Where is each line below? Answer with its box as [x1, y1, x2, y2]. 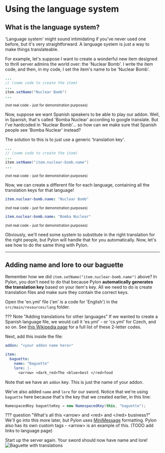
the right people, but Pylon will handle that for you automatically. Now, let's [5, 237, 157, 242]
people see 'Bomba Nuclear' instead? [5, 127, 81, 133]
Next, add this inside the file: [5, 334, 63, 340]
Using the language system [5, 3, 119, 15]
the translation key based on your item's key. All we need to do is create [5, 284, 152, 290]
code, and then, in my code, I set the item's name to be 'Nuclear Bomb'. [5, 66, 150, 72]
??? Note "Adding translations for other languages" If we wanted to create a [5, 314, 158, 320]
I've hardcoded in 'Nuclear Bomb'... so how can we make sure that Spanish [5, 122, 157, 128]
